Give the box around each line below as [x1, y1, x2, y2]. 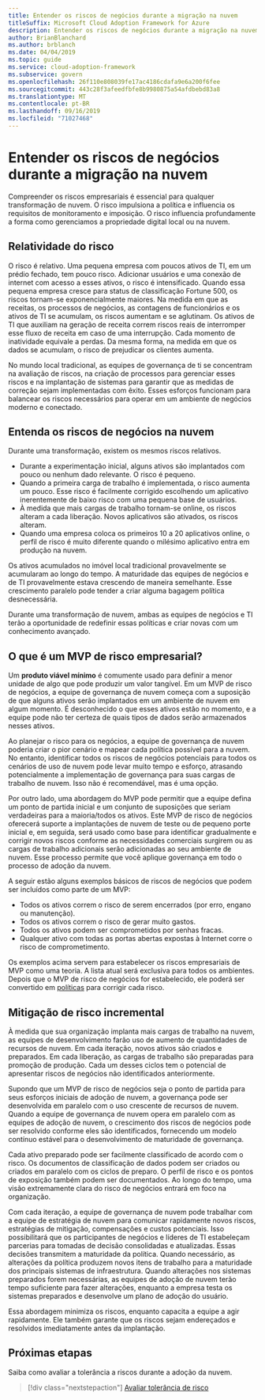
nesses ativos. [8, 721, 55, 730]
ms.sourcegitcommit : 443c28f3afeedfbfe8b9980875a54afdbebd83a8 [8, 85, 221, 93]
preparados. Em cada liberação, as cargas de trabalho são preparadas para [8, 1052, 254, 1061]
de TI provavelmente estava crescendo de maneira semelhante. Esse [8, 578, 233, 587]
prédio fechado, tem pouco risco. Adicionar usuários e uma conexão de [8, 269, 241, 279]
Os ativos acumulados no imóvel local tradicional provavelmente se [8, 561, 227, 571]
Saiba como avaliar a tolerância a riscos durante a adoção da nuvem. [8, 1367, 233, 1377]
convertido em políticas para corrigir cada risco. [8, 983, 165, 992]
